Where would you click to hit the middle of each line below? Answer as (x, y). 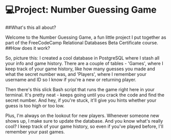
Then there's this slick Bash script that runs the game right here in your (80, 89)
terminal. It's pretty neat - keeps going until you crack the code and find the (85, 95)
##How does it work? (28, 48)
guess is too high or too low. (35, 105)
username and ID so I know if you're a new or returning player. (71, 79)
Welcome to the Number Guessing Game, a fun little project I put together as (86, 37)
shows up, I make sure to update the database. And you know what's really (84, 121)
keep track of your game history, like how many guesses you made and (80, 69)
